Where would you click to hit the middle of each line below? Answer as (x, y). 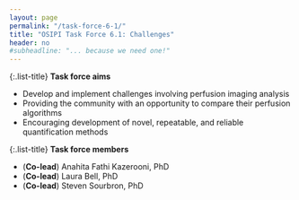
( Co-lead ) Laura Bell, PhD (70, 177)
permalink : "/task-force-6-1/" (68, 26)
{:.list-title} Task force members (69, 150)
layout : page (34, 17)
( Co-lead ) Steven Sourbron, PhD (83, 186)
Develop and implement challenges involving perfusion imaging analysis (156, 94)
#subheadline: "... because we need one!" (90, 51)
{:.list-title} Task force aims (60, 76)
